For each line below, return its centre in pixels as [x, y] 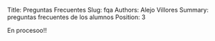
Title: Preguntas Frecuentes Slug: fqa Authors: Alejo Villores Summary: [108, 10]
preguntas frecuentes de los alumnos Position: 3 [76, 17]
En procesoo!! [27, 30]
